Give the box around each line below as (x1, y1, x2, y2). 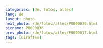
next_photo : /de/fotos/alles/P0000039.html (5, 21, 98, 26)
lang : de (5, 12, 24, 17)
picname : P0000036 (5, 26, 44, 31)
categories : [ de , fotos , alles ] (5, 7, 73, 12)
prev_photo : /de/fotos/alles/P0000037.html (5, 30, 98, 35)
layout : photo (5, 16, 35, 21)
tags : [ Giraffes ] (5, 35, 42, 40)
